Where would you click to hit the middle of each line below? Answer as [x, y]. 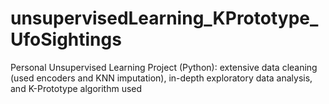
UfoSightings [66, 39]
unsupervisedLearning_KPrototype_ [164, 18]
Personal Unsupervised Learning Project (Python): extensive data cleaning [164, 67]
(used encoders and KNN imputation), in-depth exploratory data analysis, [161, 78]
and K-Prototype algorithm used [76, 88]
